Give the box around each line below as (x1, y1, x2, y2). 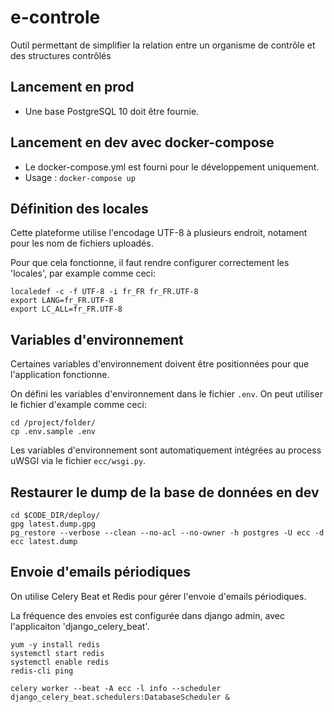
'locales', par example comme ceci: (10, 267, 156, 280)
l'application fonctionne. (10, 369, 110, 381)
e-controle (10, 6, 101, 29)
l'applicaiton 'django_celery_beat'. (10, 620, 150, 632)
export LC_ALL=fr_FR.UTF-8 (10, 304, 123, 315)
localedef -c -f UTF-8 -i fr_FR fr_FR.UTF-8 (10, 287, 199, 297)
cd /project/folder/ (10, 418, 97, 428)
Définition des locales (10, 200, 149, 217)
